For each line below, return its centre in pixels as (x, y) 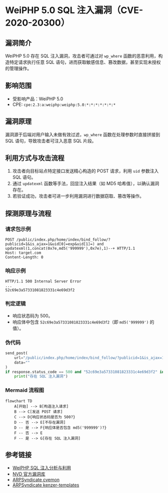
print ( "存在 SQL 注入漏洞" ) (41, 377)
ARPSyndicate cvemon (36, 480)
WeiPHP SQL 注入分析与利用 (42, 468)
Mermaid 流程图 (24, 390)
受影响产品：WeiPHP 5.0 (38, 99)
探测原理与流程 (28, 213)
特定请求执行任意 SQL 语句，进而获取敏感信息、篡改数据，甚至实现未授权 (85, 62)
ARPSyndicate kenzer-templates (46, 485)
